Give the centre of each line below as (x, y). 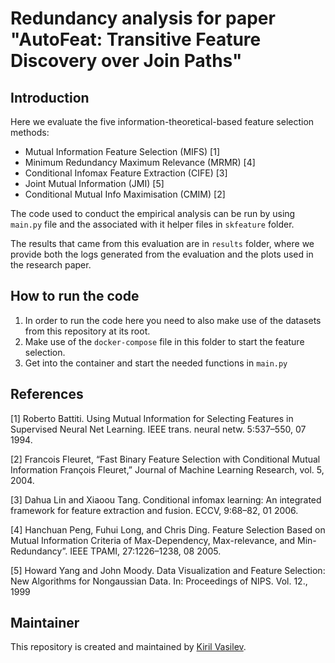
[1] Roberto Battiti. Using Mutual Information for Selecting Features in (152, 418)
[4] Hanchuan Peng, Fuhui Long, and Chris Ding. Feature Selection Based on (168, 529)
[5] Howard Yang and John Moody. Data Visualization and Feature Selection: (168, 570)
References (47, 394)
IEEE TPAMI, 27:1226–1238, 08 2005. (145, 551)
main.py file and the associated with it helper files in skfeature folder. (152, 224)
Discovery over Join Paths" (126, 61)
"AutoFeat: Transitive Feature (136, 39)
